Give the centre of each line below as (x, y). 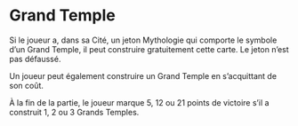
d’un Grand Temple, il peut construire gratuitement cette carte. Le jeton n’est (149, 49)
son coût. (27, 85)
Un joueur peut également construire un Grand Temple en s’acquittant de (143, 75)
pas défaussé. (35, 59)
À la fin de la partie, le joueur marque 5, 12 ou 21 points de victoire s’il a (139, 102)
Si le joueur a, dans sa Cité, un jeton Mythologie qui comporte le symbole (143, 40)
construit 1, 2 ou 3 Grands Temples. (74, 112)
